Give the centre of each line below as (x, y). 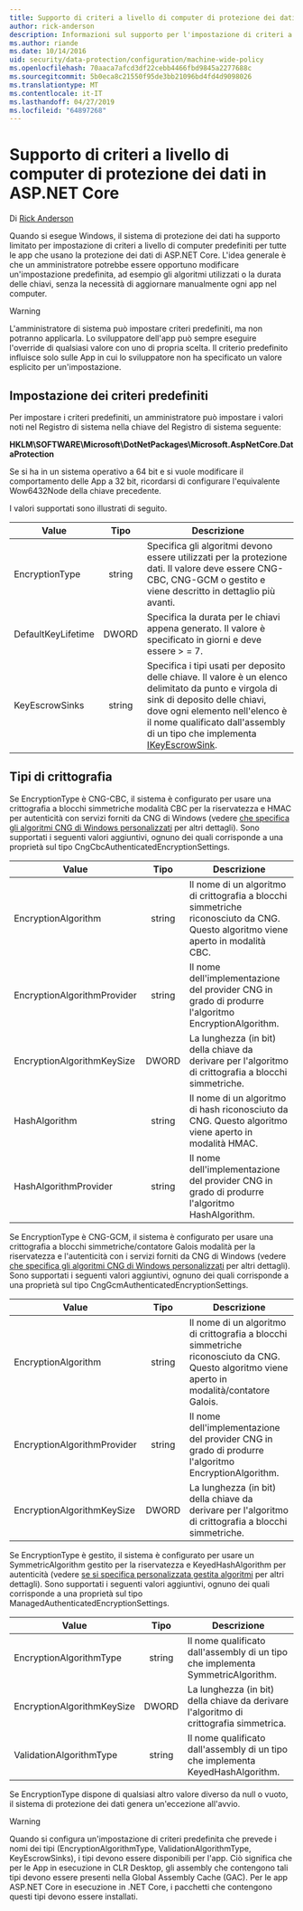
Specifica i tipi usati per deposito (216, 666)
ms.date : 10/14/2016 (48, 52)
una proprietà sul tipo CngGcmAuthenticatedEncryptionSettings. (129, 1284)
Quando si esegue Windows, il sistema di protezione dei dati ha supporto (145, 236)
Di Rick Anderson (41, 219)
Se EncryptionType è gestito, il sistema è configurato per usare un (132, 1555)
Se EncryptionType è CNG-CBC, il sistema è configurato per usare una (141, 799)
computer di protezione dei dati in (138, 174)
